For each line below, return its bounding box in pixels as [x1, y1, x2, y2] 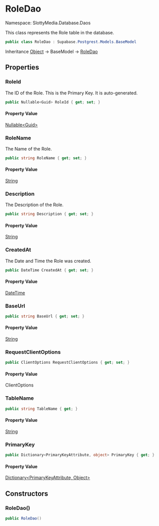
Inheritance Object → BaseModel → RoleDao [5, 49, 98, 55]
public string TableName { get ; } [5, 406, 78, 411]
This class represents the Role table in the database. [5, 29, 115, 35]
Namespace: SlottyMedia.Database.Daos [5, 20, 91, 26]
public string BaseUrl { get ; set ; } [5, 314, 85, 319]
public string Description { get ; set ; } [5, 212, 94, 217]
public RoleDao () [5, 516, 42, 521]
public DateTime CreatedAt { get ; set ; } [5, 267, 94, 273]
